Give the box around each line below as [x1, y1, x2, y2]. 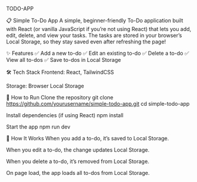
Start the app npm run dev [6, 123, 71, 130]
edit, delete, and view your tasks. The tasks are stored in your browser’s [6, 32, 182, 39]
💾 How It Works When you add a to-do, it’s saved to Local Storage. [6, 135, 169, 142]
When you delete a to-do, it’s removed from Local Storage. [6, 158, 150, 165]
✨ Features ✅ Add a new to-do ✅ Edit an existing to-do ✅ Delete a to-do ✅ [6, 50, 189, 57]
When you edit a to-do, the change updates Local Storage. [6, 146, 150, 153]
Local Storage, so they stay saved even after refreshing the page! [6, 38, 166, 45]
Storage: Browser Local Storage [6, 83, 84, 89]
